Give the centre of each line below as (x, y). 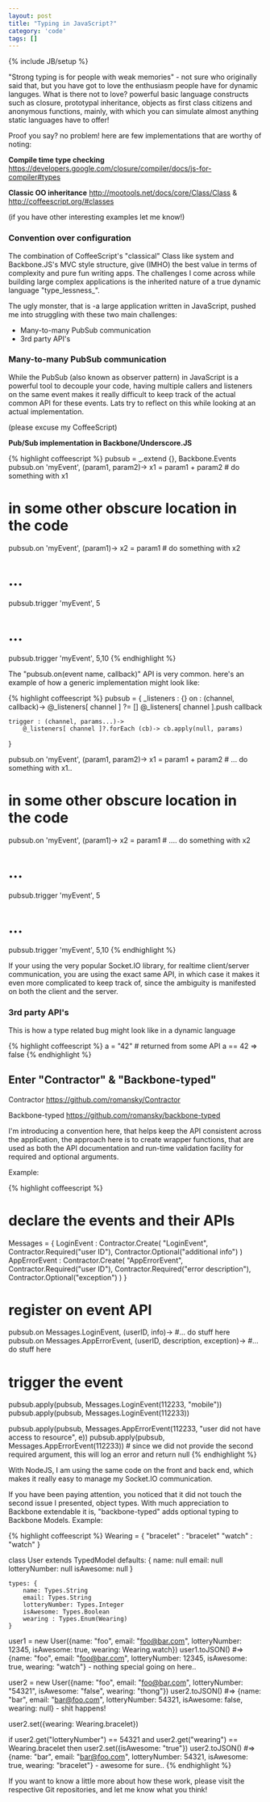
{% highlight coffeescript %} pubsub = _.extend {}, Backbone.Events (123, 459)
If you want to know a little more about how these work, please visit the (127, 1781)
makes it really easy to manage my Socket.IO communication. (111, 1479)
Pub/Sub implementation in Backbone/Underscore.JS (100, 442)
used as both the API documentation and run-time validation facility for (126, 1148)
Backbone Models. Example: (56, 1521)
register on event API (80, 1310)
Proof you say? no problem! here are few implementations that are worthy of (135, 136)
